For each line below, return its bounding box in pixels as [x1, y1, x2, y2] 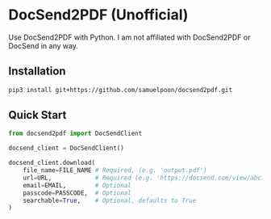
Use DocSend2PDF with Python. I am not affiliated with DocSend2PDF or [8, 32, 251, 42]
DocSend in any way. [8, 40, 79, 50]
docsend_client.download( [8, 159, 95, 167]
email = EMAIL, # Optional [23, 181, 131, 189]
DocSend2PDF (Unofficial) [8, 6, 189, 24]
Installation [8, 65, 66, 78]
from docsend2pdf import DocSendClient [8, 129, 143, 138]
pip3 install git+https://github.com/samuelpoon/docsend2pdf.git [8, 86, 232, 94]
